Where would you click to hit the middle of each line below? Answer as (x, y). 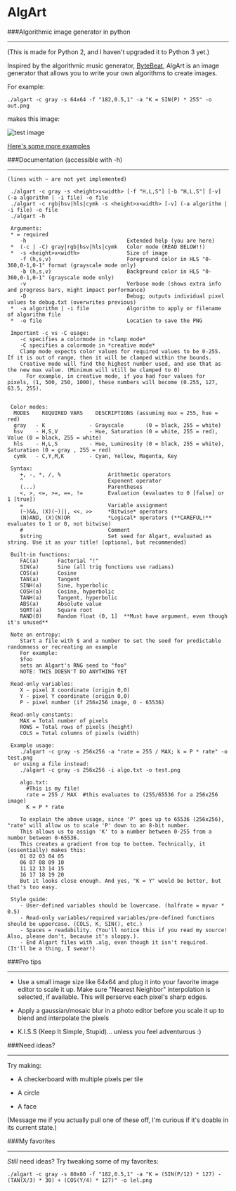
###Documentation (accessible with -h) (65, 160)
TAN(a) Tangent (50, 579)
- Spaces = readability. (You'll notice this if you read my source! (124, 930)
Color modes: (29, 407)
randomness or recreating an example (63, 647)
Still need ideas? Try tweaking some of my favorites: (83, 1161)
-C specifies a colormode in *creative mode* (88, 345)
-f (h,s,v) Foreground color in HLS (110, 259)
